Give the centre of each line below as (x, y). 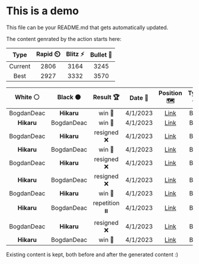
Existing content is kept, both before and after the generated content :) (92, 254)
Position (170, 93)
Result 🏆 (106, 97)
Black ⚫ (69, 97)
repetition (106, 203)
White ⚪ (27, 97)
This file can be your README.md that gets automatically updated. (87, 27)
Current (20, 66)
